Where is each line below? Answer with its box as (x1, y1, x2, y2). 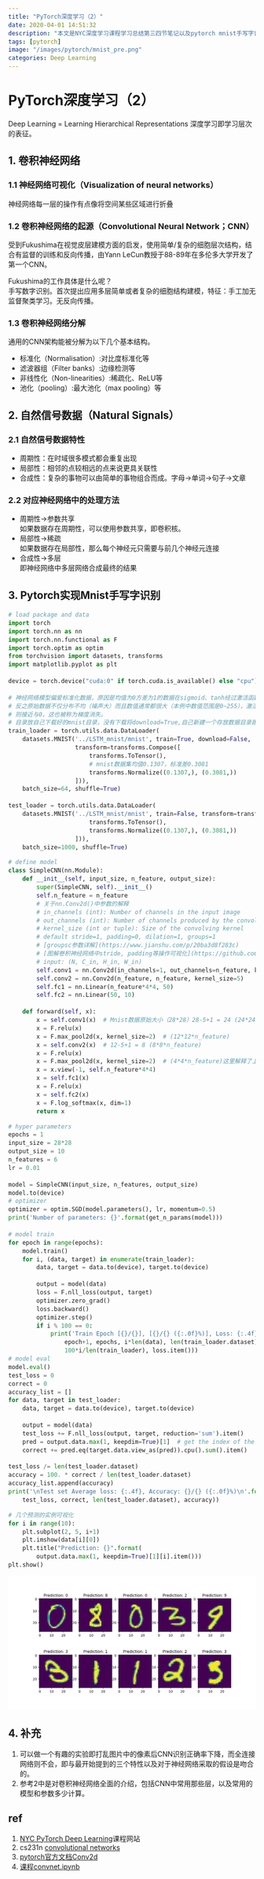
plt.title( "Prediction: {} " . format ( (22, 1545, 143, 1552)
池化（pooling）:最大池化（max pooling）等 (19, 383, 162, 393)
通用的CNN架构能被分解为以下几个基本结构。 (8, 337, 155, 346)
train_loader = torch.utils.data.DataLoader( (8, 727, 159, 735)
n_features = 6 (8, 1156, 58, 1164)
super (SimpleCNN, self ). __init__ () (36, 884, 153, 892)
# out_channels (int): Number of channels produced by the (36, 917, 234, 925)
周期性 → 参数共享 (19, 514, 75, 523)
